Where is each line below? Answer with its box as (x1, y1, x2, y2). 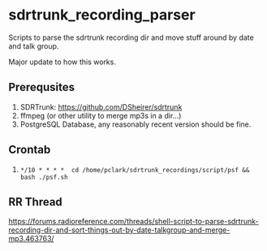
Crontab (8, 143, 51, 157)
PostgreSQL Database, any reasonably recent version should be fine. (19, 119, 252, 129)
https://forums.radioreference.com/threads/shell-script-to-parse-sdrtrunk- (8, 217, 259, 227)
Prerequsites (8, 80, 75, 94)
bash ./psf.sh (19, 173, 68, 181)
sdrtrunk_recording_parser (8, 6, 196, 24)
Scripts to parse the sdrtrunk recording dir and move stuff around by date (8, 32, 254, 42)
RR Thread (8, 195, 62, 209)
